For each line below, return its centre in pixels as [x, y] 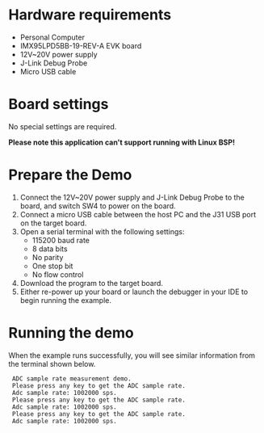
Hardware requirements [90, 15]
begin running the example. [65, 300]
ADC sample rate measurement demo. [71, 378]
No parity [48, 257]
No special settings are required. [63, 126]
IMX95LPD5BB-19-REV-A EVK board [81, 45]
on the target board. [53, 223]
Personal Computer [52, 37]
